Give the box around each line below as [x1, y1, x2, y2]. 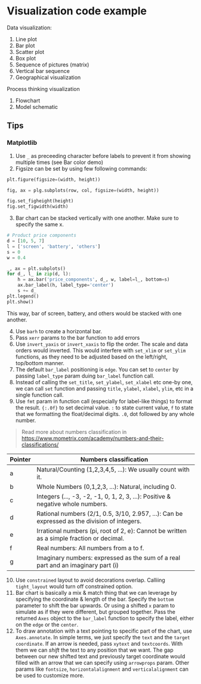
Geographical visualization [15, 74, 81, 81]
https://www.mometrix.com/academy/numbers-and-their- [21, 434, 164, 442]
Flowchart [15, 97, 41, 104]
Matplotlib [7, 139, 38, 147]
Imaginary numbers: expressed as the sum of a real [36, 554, 181, 562]
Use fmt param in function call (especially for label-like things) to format [15, 397, 193, 405]
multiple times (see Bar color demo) [15, 159, 104, 166]
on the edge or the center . [15, 621, 79, 628]
